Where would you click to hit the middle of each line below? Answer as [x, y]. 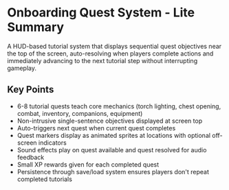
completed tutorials [44, 179]
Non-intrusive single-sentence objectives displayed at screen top [110, 121]
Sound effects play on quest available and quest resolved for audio [112, 150]
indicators [52, 143]
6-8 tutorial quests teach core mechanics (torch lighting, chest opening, [119, 106]
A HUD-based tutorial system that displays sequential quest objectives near [115, 46]
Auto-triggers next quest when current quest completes [96, 128]
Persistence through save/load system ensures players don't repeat [113, 171]
